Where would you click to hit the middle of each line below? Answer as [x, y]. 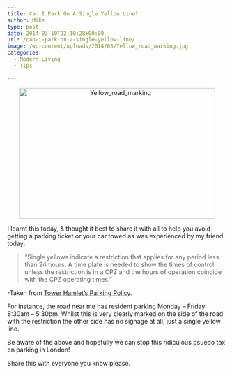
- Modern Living [37, 59]
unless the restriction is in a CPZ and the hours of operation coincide [123, 272]
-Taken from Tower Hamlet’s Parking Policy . [70, 293]
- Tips [23, 66]
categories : [24, 53]
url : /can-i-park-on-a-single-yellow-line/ [71, 40]
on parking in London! [39, 350]
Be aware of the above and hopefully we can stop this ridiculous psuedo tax [116, 342]
